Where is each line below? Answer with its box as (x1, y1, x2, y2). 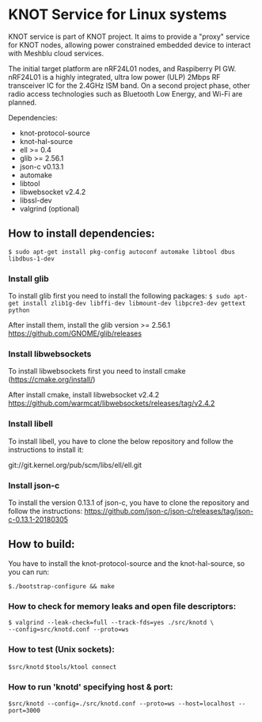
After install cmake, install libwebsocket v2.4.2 (8, 390, 160, 400)
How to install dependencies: (8, 227, 156, 241)
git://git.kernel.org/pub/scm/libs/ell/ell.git (8, 460, 142, 469)
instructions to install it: (8, 445, 85, 454)
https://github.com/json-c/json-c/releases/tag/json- (84, 506, 254, 515)
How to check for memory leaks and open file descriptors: (8, 600, 237, 611)
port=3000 (8, 706, 41, 714)
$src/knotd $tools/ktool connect (8, 663, 117, 671)
